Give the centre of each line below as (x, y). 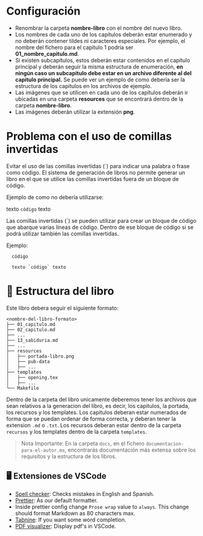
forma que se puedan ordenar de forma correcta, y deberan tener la (91, 419)
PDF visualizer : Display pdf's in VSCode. (65, 526)
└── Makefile (23, 388)
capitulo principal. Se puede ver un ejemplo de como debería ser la (100, 80)
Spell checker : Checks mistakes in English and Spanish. (85, 494)
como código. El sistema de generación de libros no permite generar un (96, 172)
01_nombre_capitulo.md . (47, 53)
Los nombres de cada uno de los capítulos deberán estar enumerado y (104, 34)
